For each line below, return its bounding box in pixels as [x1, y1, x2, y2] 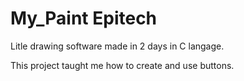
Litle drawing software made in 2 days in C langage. [10, 40, 225, 52]
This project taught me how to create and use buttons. [10, 59, 235, 71]
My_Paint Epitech [10, 7, 158, 30]
